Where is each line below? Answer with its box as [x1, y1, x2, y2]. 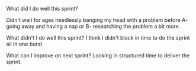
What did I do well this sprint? [6, 5, 78, 12]
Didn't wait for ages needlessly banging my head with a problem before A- [6, 17, 188, 23]
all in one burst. [6, 41, 44, 47]
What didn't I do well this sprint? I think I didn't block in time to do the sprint [6, 34, 191, 41]
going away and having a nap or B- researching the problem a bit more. [6, 23, 181, 30]
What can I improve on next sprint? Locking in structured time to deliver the [6, 52, 190, 59]
